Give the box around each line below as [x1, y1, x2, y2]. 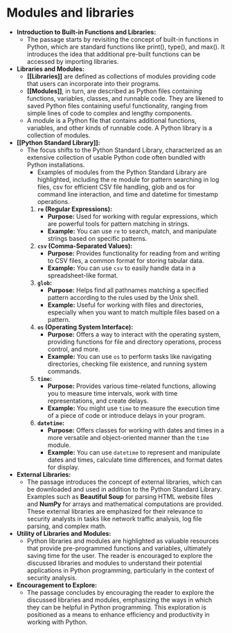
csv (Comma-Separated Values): [37, 242, 133, 250]
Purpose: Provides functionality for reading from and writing [47, 248, 220, 258]
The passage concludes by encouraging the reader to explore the [26, 588, 215, 596]
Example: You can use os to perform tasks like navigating [47, 352, 212, 360]
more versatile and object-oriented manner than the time [47, 433, 209, 441]
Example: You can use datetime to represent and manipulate [47, 448, 221, 456]
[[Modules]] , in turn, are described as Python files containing [26, 87, 202, 95]
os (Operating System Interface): [37, 323, 134, 331]
